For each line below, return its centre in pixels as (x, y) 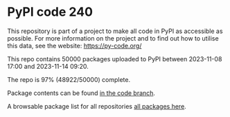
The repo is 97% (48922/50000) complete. (69, 79)
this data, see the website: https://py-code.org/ (74, 45)
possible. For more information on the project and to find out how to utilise (113, 38)
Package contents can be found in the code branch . (81, 93)
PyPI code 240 (50, 12)
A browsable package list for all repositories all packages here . (97, 106)
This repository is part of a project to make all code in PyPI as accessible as (115, 31)
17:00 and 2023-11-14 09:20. (48, 66)
